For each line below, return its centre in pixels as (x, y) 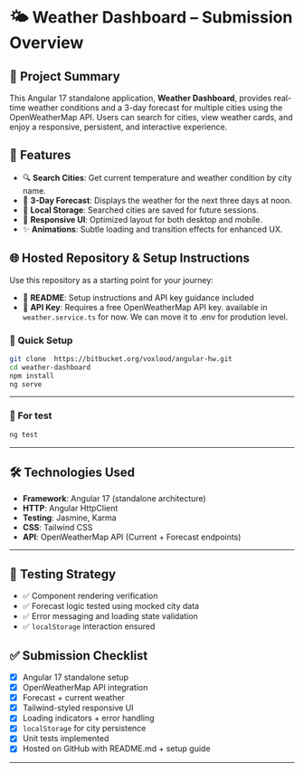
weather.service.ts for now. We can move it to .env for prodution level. (155, 317)
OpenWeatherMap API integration (85, 688)
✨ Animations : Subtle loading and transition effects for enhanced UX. (152, 229)
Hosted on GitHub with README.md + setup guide (116, 748)
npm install (32, 376)
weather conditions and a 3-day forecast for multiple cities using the (155, 108)
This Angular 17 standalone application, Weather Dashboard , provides (141, 98)
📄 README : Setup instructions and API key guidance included (138, 297)
